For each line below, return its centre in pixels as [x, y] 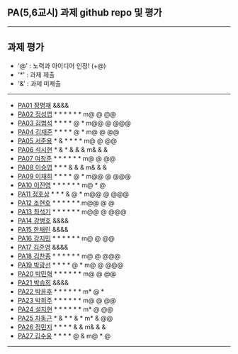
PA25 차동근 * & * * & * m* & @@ [65, 318]
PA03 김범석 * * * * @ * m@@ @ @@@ [74, 123]
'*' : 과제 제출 [36, 74]
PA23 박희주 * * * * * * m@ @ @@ [67, 300]
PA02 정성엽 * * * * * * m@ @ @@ [67, 114]
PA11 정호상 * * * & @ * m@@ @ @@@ [73, 194]
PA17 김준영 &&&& [43, 247]
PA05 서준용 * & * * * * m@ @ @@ [67, 140]
